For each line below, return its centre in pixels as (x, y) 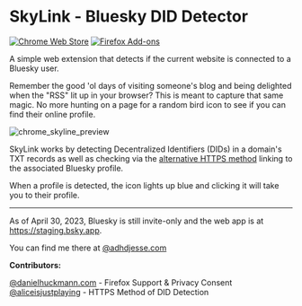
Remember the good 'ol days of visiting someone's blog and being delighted (151, 85)
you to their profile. (44, 195)
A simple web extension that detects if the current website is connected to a (150, 58)
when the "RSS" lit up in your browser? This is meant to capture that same (147, 95)
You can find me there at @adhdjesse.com (88, 248)
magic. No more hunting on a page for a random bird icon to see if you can (147, 104)
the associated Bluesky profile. (67, 168)
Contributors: (35, 265)
